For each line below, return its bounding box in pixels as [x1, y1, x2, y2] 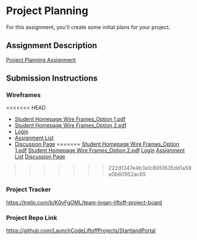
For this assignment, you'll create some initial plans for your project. [6, 24, 171, 31]
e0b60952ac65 [108, 171, 146, 178]
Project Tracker [6, 185, 51, 194]
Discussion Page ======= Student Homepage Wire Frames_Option [14, 141, 179, 148]
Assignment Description [6, 41, 98, 51]
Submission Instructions [6, 74, 98, 84]
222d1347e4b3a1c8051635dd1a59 [108, 165, 192, 172]
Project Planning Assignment [6, 56, 76, 63]
